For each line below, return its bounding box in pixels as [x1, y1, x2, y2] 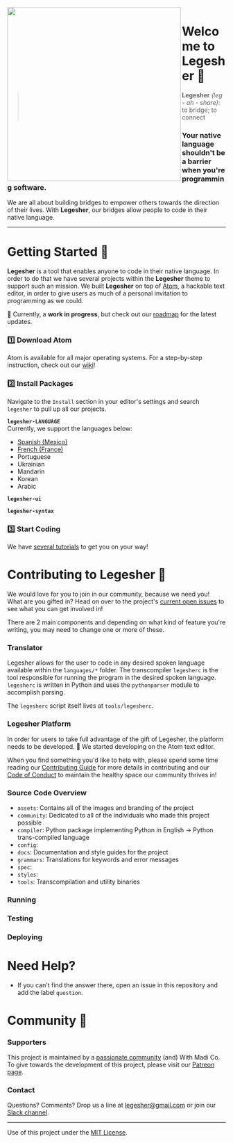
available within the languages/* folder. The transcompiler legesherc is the [7, 666, 218, 674]
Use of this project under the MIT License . [7, 1128, 128, 1137]
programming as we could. [7, 297, 84, 305]
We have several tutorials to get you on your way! [7, 542, 148, 551]
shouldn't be [182, 147, 225, 157]
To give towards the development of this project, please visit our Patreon [7, 1060, 215, 1069]
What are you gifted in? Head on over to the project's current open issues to [7, 597, 225, 606]
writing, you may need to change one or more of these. [7, 626, 165, 633]
